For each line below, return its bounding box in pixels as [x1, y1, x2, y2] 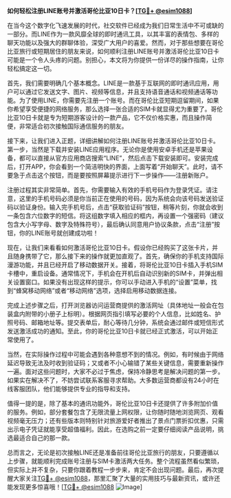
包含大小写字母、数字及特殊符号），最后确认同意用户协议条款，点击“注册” [7, 220, 214, 228]
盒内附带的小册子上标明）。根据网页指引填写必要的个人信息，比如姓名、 [12, 310, 215, 318]
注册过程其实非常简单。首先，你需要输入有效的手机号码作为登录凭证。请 [7, 186, 212, 194]
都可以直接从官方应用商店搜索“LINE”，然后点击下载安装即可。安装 [19, 154, 206, 162]
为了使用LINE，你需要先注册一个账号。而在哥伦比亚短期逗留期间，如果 [19, 96, 219, 104]
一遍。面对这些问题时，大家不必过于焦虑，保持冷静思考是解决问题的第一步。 [7, 368, 224, 375]
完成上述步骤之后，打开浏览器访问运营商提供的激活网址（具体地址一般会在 [7, 301, 218, 309]
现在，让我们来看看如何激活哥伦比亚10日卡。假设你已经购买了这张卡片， [7, 244, 212, 251]
